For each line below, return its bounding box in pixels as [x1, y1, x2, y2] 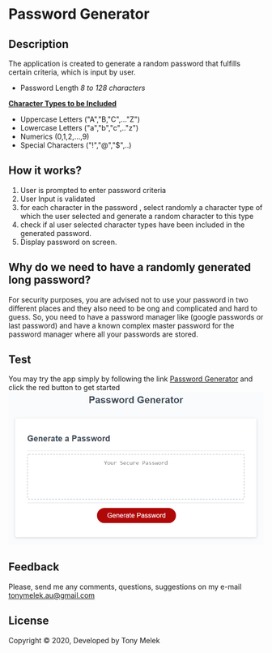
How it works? [8, 164, 83, 178]
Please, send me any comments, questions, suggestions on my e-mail [8, 582, 242, 591]
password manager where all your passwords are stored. [8, 329, 198, 339]
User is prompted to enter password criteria [19, 185, 167, 195]
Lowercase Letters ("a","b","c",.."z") [19, 123, 139, 132]
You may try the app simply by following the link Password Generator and [8, 374, 253, 384]
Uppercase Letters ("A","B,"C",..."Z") [19, 114, 140, 124]
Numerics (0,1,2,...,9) [19, 131, 90, 141]
